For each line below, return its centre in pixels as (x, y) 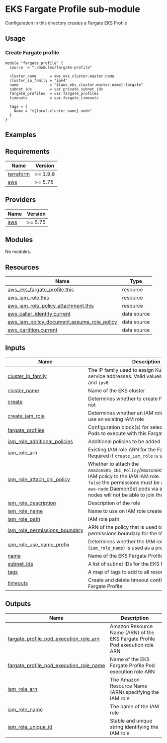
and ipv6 (98, 383)
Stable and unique (131, 721)
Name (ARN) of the (132, 632)
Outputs (18, 604)
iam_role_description (32, 503)
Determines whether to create (123, 399)
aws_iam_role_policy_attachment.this (51, 306)
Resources (22, 267)
